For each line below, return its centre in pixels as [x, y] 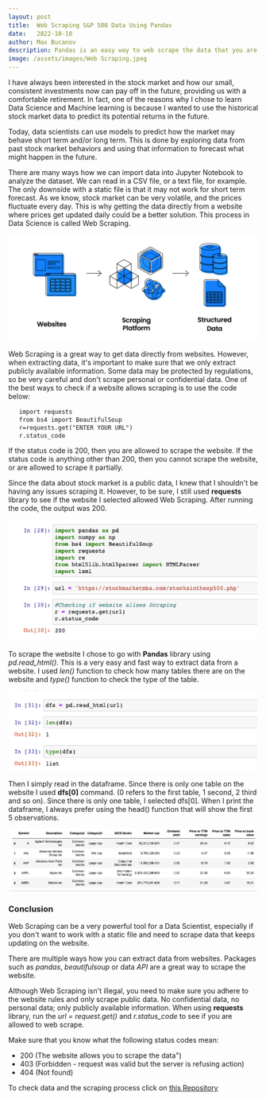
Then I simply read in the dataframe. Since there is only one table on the [126, 783]
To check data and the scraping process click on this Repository [113, 1088]
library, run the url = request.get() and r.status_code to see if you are [120, 1016]
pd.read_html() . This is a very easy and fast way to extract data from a [123, 663]
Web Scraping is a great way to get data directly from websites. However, [128, 353]
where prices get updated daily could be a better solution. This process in [129, 215]
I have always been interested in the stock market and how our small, [121, 82]
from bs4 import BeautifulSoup [71, 419]
